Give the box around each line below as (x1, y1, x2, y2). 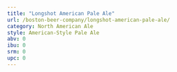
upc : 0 (7, 55, 26, 62)
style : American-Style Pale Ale (7, 29, 99, 36)
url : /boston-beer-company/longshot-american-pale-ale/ (7, 16, 170, 23)
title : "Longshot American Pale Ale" (7, 10, 115, 17)
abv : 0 (7, 36, 26, 43)
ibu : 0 (7, 42, 26, 49)
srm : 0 (7, 49, 26, 56)
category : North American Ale (7, 23, 94, 29)
